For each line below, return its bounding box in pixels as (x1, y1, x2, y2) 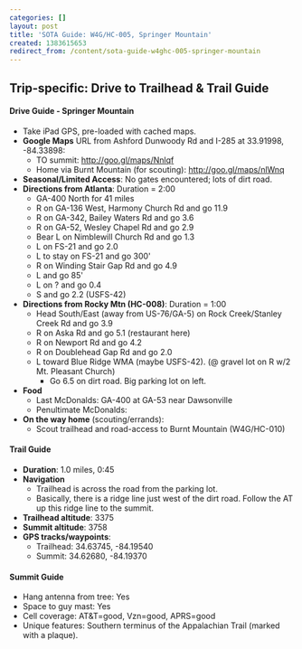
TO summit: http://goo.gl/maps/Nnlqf (35, 155, 175, 165)
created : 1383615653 (9, 38, 88, 48)
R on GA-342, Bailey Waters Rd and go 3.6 (35, 212, 194, 222)
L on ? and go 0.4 (35, 279, 102, 290)
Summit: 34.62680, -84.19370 (35, 550, 147, 561)
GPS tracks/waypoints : (22, 531, 111, 542)
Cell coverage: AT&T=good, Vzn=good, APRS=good (22, 611, 216, 622)
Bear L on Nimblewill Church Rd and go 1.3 (35, 231, 195, 242)
